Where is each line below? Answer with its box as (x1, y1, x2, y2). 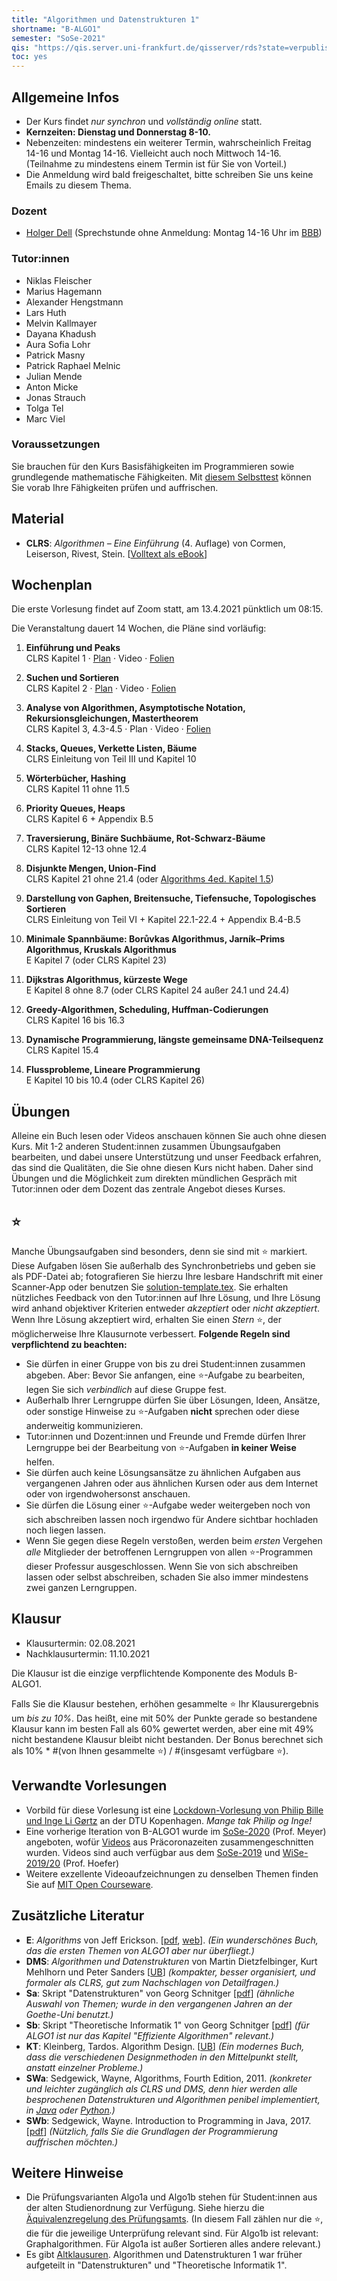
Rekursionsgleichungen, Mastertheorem (25, 712, 199, 725)
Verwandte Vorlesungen (11, 1777, 168, 1795)
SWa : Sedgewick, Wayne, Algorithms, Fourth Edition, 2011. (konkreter (25, 2072, 312, 2084)
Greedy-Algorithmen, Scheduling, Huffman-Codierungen (25, 1004, 269, 1016)
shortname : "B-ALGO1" (11, 24, 102, 34)
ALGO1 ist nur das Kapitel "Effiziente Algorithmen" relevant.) (25, 2029, 275, 2041)
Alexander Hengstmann (25, 296, 124, 308)
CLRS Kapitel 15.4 (25, 1044, 99, 1056)
